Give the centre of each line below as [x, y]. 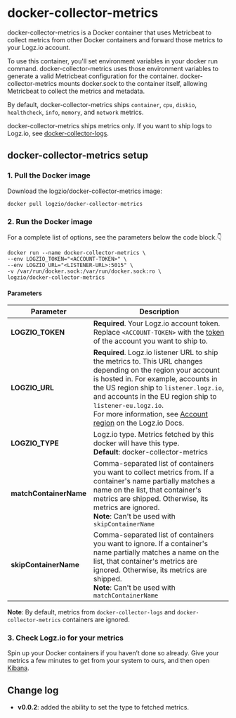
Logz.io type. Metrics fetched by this [154, 435]
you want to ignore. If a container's [151, 544]
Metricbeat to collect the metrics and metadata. [76, 91]
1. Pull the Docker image [49, 175]
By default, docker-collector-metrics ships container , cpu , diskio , [102, 104]
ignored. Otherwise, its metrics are [150, 570]
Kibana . [18, 668]
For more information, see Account [151, 414]
